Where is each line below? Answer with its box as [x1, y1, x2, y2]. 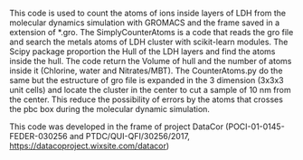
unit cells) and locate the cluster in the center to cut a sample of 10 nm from [9, 85, 291, 95]
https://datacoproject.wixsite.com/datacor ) [9, 140, 170, 151]
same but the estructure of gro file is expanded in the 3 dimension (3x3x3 [9, 75, 284, 85]
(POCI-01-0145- [225, 121, 285, 132]
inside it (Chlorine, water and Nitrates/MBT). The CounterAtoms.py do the [9, 65, 283, 76]
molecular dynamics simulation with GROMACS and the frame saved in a [9, 17, 280, 28]
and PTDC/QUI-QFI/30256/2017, [69, 131, 190, 141]
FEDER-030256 [9, 131, 68, 141]
